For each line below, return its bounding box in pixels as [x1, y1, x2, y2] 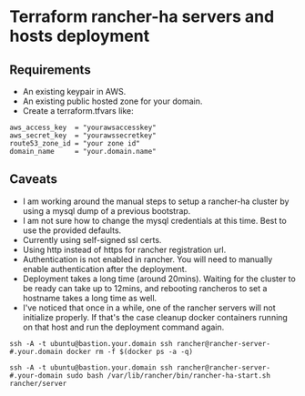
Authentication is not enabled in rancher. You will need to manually [22, 253, 273, 265]
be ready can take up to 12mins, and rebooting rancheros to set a [22, 282, 268, 293]
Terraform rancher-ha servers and [9, 6, 275, 27]
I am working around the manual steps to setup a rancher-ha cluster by [22, 196, 290, 207]
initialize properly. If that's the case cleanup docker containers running [22, 311, 289, 322]
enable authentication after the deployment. [22, 263, 188, 274]
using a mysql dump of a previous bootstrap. [22, 205, 191, 216]
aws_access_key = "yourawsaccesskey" [9, 123, 157, 132]
